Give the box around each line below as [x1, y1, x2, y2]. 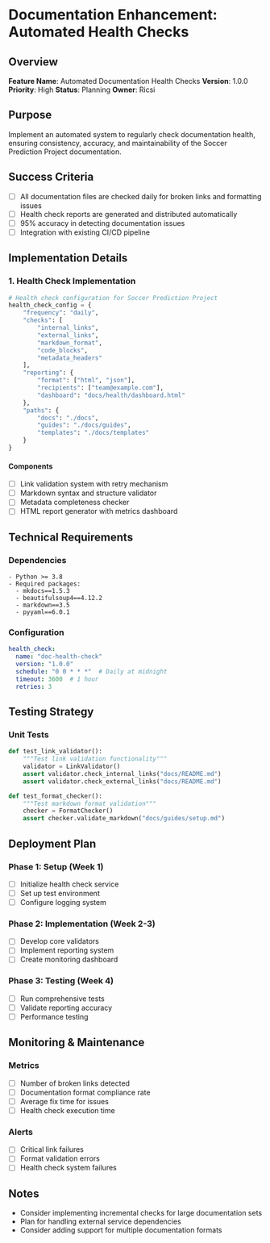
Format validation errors [19, 1153, 101, 1163]
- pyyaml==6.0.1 [15, 608, 70, 616]
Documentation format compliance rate [19, 1087, 151, 1097]
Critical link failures [19, 1145, 85, 1154]
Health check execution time [19, 1105, 115, 1115]
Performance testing [19, 1012, 89, 1021]
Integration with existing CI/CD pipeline [19, 227, 151, 237]
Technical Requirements [8, 530, 134, 544]
